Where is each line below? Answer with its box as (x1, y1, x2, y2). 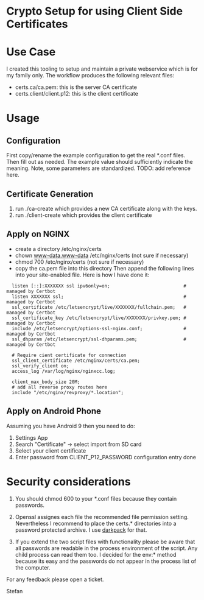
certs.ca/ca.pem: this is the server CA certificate (15, 83, 137, 91)
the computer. (15, 563, 51, 571)
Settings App (15, 434, 48, 441)
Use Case (6, 45, 56, 59)
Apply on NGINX (6, 229, 70, 239)
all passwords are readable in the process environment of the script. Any (15, 544, 198, 552)
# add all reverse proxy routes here (12, 384, 108, 390)
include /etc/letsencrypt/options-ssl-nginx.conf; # (12, 325, 187, 331)
